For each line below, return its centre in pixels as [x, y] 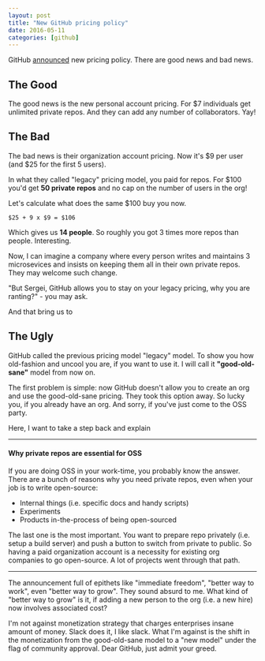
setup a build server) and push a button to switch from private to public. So [130, 543]
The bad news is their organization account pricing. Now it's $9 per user [126, 155]
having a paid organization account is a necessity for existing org [114, 551]
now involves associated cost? [58, 607]
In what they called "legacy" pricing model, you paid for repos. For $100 [125, 179]
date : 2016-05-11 [37, 30]
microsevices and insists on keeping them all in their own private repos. [124, 264]
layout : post [30, 15]
